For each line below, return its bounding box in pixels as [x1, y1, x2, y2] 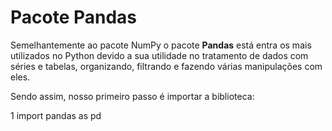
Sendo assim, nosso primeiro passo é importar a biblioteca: [10, 90, 255, 102]
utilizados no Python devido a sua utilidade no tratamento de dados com [10, 49, 309, 61]
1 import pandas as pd [10, 109, 102, 121]
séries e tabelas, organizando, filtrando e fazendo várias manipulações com [10, 60, 323, 72]
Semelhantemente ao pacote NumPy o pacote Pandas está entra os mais [10, 39, 312, 51]
